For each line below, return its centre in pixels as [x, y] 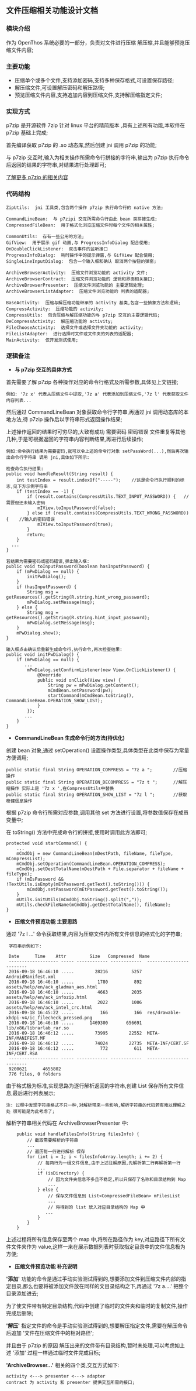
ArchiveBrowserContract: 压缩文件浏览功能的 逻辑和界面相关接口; [80, 279]
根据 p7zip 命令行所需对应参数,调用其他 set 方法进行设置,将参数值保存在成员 [97, 812]
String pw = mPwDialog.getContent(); [94, 685]
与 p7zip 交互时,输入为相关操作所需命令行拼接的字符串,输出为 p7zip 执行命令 [98, 157]
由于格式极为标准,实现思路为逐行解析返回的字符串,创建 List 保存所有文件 [92, 1086]
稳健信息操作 [19, 801]
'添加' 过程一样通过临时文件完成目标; [57, 1352]
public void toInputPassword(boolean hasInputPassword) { [78, 566]
